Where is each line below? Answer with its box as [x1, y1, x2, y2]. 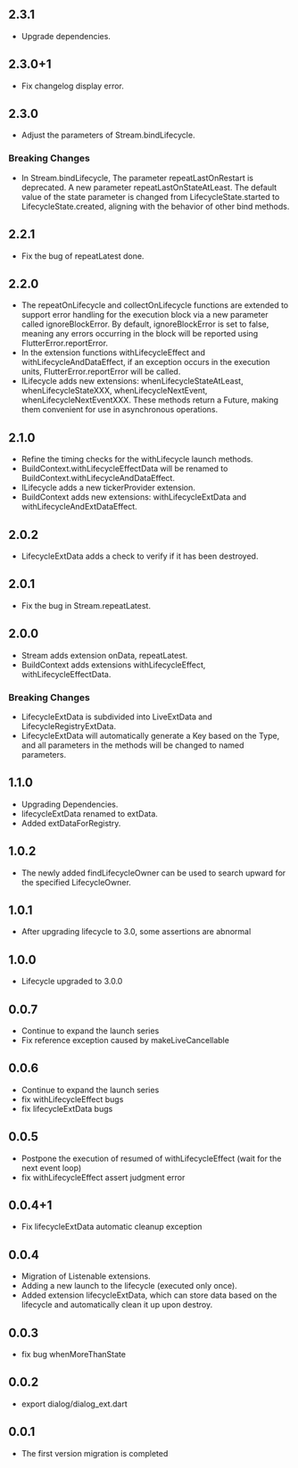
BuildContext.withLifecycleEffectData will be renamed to [21, 463, 228, 474]
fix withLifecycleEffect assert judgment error [21, 1172, 186, 1182]
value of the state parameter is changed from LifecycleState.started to [21, 191, 280, 202]
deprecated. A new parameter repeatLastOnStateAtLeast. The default [21, 182, 277, 193]
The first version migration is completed [21, 1447, 169, 1458]
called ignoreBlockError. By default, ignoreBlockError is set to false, [21, 319, 269, 329]
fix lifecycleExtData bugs [21, 1103, 113, 1114]
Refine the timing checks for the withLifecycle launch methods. [21, 454, 253, 465]
